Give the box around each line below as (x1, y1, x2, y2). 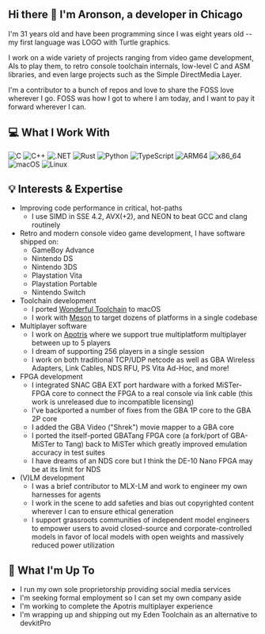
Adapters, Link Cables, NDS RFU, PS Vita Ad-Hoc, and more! (31, 363, 229, 373)
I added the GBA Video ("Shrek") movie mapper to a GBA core (31, 422, 235, 432)
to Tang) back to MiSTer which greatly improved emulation (56, 440, 248, 449)
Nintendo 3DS (31, 263, 78, 272)
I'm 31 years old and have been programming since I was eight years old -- (8, 29, 252, 38)
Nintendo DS (31, 254, 74, 263)
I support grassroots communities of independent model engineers (31, 515, 250, 524)
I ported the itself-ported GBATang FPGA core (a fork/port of (31, 431, 229, 440)
